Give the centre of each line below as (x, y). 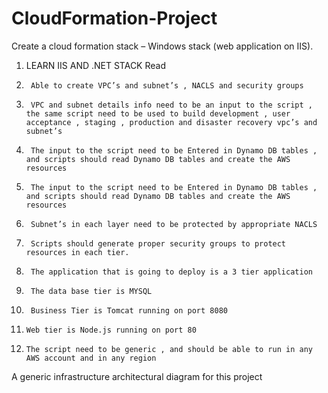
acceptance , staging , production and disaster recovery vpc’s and (171, 122)
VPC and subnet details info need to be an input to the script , (171, 105)
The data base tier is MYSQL (91, 291)
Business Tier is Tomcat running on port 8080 (129, 310)
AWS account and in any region (91, 358)
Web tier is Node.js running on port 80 (111, 330)
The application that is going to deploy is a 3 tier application (171, 272)
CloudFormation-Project (114, 18)
